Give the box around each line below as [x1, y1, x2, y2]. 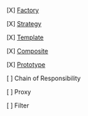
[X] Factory [6, 6, 39, 14]
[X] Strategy [6, 20, 42, 27]
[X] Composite [6, 47, 48, 55]
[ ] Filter [6, 101, 29, 110]
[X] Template [6, 33, 44, 41]
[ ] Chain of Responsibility [6, 74, 81, 82]
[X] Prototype [6, 60, 46, 69]
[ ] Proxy [6, 88, 31, 96]
